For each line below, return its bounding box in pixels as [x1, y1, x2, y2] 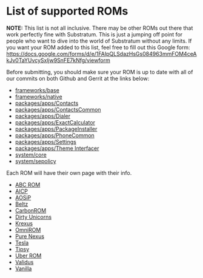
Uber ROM [15, 252, 42, 259]
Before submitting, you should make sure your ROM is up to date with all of [6, 68, 193, 75]
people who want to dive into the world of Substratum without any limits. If [6, 37, 192, 44]
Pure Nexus [15, 232, 44, 240]
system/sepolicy [15, 157, 56, 164]
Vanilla [15, 265, 32, 272]
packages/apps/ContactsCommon [15, 106, 101, 113]
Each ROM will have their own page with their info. [6, 169, 132, 177]
